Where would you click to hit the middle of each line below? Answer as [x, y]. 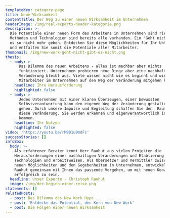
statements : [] [21, 189]
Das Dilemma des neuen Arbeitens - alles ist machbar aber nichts [90, 66]
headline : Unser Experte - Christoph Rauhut [57, 179]
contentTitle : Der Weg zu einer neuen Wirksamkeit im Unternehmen [77, 19]
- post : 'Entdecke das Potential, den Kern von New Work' [72, 203]
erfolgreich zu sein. [37, 175]
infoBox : [14, 142]
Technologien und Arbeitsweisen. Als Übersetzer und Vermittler [83, 160]
